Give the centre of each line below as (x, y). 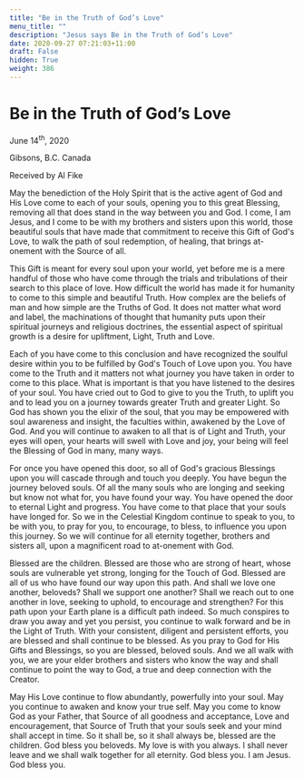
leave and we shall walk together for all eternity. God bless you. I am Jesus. (150, 755)
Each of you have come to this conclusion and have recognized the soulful (149, 354)
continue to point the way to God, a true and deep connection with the (141, 670)
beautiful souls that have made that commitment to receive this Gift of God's (152, 232)
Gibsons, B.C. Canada (50, 158)
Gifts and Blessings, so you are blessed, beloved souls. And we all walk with (152, 651)
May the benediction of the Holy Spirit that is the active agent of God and (146, 193)
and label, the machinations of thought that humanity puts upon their (137, 317)
